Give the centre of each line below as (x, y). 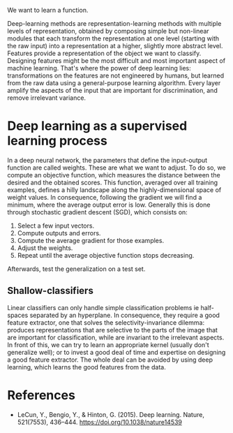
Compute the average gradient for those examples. (91, 240)
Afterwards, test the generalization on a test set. (76, 269)
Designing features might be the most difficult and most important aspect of (116, 61)
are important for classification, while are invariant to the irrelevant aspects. (116, 337)
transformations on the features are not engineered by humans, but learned (116, 75)
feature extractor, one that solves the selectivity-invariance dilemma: (106, 322)
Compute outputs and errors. (59, 233)
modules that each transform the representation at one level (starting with (113, 38)
